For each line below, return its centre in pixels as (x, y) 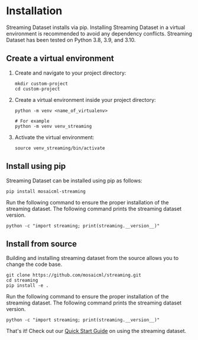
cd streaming (22, 280)
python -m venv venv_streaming (53, 126)
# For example (32, 121)
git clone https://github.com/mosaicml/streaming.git (74, 275)
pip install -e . (27, 286)
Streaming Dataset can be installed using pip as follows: (74, 180)
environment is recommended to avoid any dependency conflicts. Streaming (99, 33)
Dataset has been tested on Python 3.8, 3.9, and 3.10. (71, 40)
